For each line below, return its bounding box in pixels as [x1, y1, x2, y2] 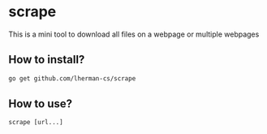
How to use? [8, 97, 73, 111]
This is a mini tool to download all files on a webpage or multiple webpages [8, 29, 260, 39]
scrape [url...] [8, 119, 63, 127]
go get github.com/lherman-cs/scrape [8, 74, 136, 83]
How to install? [8, 53, 85, 67]
